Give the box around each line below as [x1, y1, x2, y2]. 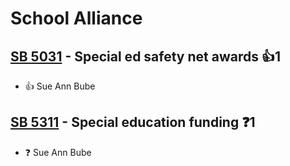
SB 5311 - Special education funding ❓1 [10, 114, 256, 131]
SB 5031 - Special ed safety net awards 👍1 [10, 48, 281, 65]
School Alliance [10, 7, 143, 30]
